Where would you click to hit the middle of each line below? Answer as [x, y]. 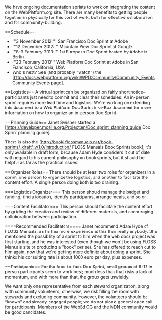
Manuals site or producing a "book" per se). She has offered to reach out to [81, 247]
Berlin [18, 57]
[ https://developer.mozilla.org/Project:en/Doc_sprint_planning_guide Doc [78, 127]
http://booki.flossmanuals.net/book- [77, 142]
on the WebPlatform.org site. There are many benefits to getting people [76, 12]
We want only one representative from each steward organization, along [77, 286]
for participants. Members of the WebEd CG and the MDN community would [81, 307]
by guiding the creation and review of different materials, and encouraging [79, 212]
